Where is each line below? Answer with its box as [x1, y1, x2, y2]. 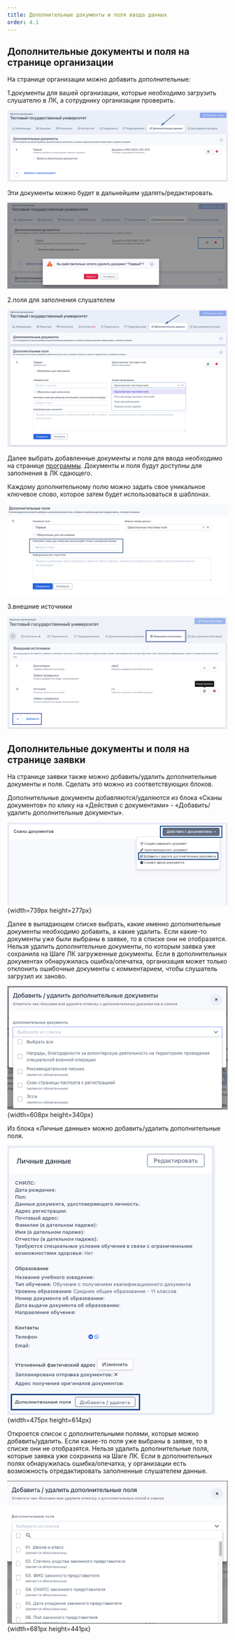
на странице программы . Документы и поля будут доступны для [7, 461, 202, 469]
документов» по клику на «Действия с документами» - [7, 801, 174, 810]
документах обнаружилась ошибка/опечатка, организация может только [7, 956, 227, 965]
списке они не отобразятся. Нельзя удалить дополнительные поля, [7, 1444, 209, 1453]
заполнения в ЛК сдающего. [7, 469, 92, 477]
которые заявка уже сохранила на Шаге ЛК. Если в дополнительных [7, 1451, 213, 1460]
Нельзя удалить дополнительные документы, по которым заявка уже [7, 942, 216, 950]
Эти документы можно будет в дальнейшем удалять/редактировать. [7, 188, 215, 196]
